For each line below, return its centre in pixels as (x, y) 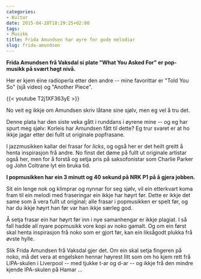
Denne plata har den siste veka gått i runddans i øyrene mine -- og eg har (97, 121)
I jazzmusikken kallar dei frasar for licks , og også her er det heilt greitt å (95, 146)
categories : (21, 12)
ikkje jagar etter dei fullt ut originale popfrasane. (65, 134)
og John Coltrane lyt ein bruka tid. (49, 165)
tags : (13, 29)
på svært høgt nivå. (51, 69)
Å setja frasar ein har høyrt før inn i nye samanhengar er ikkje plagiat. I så (97, 219)
